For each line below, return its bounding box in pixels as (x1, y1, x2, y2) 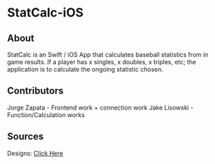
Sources (7, 131, 44, 143)
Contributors (7, 85, 64, 97)
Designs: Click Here (7, 149, 63, 157)
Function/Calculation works (7, 110, 85, 119)
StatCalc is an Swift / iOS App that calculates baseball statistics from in (7, 50, 209, 59)
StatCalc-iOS (7, 5, 84, 21)
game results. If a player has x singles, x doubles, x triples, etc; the (7, 58, 196, 66)
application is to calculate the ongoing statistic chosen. (7, 65, 163, 73)
